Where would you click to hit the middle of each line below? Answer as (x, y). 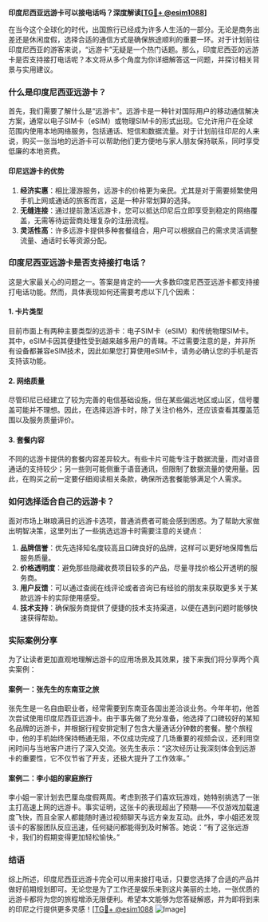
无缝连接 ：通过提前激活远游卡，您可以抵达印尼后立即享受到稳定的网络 (135, 210)
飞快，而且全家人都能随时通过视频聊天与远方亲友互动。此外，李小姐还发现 (137, 817)
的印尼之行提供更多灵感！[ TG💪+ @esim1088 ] (97, 909)
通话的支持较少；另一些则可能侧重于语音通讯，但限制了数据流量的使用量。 (130, 469)
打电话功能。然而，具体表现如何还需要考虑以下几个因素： (102, 292)
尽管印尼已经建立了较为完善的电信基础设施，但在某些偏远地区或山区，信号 (130, 400)
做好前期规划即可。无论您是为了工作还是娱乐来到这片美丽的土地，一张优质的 (134, 889)
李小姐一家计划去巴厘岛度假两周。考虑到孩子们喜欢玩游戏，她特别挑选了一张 (134, 797)
